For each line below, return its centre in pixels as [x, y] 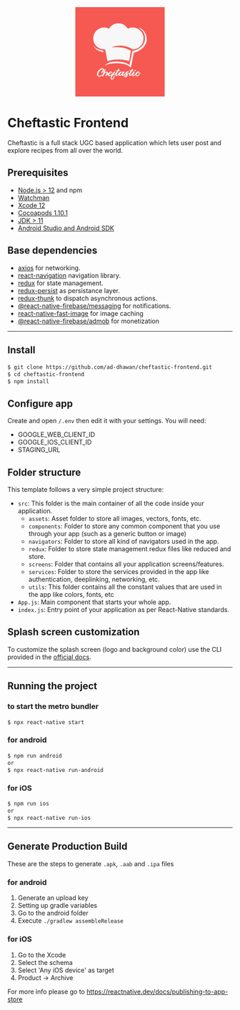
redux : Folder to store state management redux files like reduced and [130, 549]
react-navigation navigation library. [69, 275]
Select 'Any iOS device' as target [66, 970]
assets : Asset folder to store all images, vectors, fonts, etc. [115, 519]
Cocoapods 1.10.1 [42, 213]
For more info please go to [46, 991]
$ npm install [29, 382]
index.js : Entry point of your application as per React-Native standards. [124, 610]
